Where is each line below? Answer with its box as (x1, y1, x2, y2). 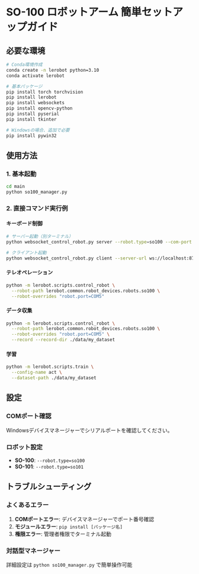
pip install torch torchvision (6, 89, 84, 95)
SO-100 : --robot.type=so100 (14, 457, 85, 464)
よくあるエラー (6, 501, 49, 509)
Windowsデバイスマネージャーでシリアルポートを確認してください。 (6, 427, 173, 434)
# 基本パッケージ (6, 84, 43, 89)
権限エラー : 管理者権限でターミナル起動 (14, 530, 111, 537)
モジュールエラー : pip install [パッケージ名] (14, 522, 123, 530)
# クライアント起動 (6, 249, 47, 255)
